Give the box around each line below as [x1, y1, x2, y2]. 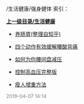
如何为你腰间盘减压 [14, 56, 63, 62]
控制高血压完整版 [14, 68, 57, 75]
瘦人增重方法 [14, 81, 46, 88]
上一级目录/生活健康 [6, 18, 55, 25]
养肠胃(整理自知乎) [14, 30, 61, 37]
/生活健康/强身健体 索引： [6, 5, 70, 12]
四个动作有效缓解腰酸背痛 [14, 43, 78, 50]
